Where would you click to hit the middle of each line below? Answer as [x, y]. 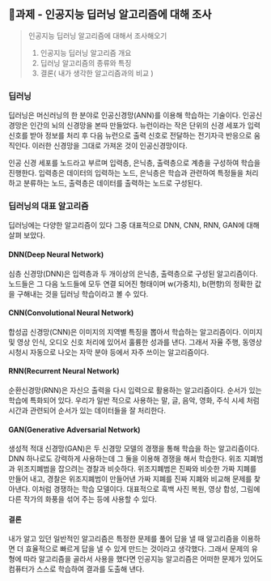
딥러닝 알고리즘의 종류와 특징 [86, 62]
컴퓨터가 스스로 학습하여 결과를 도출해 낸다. [76, 569]
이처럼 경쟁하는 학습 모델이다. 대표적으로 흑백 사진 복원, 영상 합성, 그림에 [146, 489]
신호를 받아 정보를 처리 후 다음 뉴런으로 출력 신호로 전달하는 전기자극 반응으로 [130, 135]
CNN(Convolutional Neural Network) [71, 313]
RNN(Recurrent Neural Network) [64, 371]
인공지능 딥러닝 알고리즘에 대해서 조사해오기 [97, 36]
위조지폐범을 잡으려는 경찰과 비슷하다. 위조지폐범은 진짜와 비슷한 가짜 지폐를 [137, 469]
